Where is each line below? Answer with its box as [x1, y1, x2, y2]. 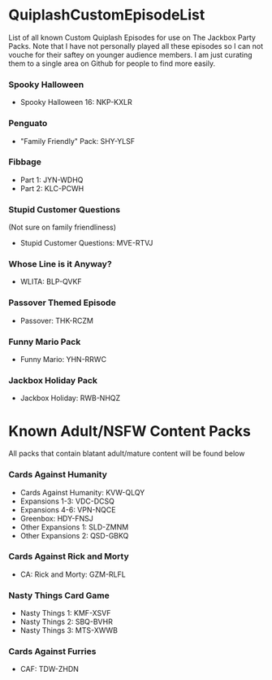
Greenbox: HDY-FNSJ [19, 513, 93, 523]
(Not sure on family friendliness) [8, 222, 116, 233]
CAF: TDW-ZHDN [19, 665, 80, 674]
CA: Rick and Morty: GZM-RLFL [19, 569, 126, 579]
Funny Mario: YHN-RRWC [19, 355, 107, 364]
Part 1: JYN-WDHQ [19, 175, 84, 185]
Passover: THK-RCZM [19, 316, 93, 325]
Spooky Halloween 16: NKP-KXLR [19, 98, 132, 107]
